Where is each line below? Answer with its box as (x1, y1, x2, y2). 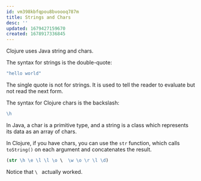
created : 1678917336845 (6, 31, 66, 37)
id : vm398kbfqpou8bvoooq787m (6, 8, 79, 15)
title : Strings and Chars (6, 14, 71, 20)
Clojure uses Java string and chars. (6, 47, 94, 54)
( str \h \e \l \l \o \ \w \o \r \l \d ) (6, 157, 109, 163)
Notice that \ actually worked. (6, 168, 83, 175)
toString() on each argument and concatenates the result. (6, 146, 152, 153)
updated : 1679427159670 (6, 25, 66, 32)
